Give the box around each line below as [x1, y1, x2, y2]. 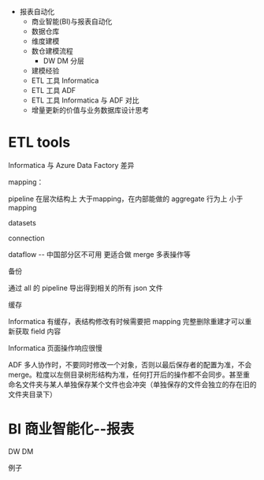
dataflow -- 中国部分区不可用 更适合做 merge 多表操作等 [8, 249, 191, 259]
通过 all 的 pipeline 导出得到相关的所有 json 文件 [8, 283, 163, 292]
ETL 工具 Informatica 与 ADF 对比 [31, 95, 139, 105]
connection [8, 233, 45, 243]
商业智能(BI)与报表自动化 [31, 17, 113, 26]
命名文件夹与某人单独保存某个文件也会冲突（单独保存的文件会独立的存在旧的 [8, 379, 257, 389]
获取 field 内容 [14, 326, 61, 336]
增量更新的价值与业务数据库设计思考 [31, 106, 150, 114]
